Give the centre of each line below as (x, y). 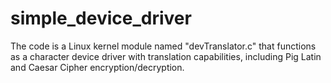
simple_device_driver (101, 18)
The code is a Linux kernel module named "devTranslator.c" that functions (163, 46)
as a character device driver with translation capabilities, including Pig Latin (166, 56)
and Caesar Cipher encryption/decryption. (97, 67)
